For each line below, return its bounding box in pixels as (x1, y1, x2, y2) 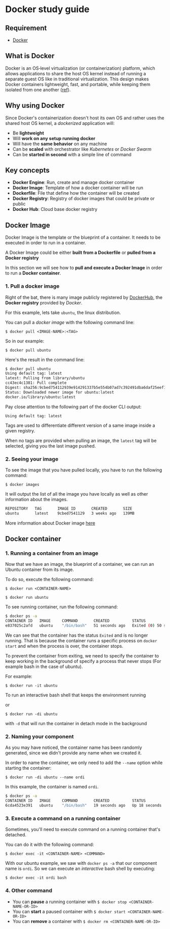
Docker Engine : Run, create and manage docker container (12, 180, 135, 186)
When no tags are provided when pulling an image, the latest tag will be (5, 437, 157, 444)
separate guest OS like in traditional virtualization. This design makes (5, 76, 149, 82)
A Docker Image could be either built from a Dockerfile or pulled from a (5, 249, 156, 256)
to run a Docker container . (5, 270, 61, 276)
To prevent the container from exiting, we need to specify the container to (5, 653, 159, 659)
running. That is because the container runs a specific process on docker (5, 638, 157, 644)
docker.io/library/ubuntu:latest (5, 394, 76, 400)
